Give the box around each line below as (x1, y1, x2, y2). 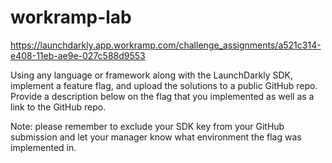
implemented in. (10, 141, 77, 153)
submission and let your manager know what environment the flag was (10, 131, 302, 143)
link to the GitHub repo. (10, 101, 107, 113)
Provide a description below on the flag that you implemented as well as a (10, 90, 315, 102)
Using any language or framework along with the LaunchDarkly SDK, (10, 69, 294, 81)
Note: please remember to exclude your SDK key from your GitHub (10, 120, 285, 132)
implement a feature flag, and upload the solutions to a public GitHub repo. (10, 79, 318, 91)
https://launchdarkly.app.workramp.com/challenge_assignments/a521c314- (10, 39, 322, 51)
